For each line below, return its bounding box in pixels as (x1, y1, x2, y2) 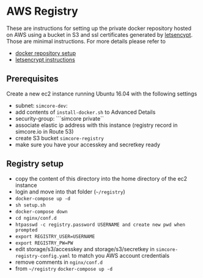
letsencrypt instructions (15, 56, 75, 63)
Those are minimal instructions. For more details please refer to (6, 37, 166, 45)
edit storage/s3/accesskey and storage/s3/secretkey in (15, 245, 155, 252)
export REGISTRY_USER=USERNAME (15, 233, 95, 239)
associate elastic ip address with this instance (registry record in (15, 121, 178, 129)
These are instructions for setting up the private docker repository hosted (6, 24, 191, 32)
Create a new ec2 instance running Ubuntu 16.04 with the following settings (6, 90, 197, 97)
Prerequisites (6, 73, 59, 84)
